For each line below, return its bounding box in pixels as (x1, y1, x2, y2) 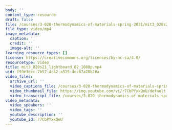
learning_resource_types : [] (5, 50, 68, 55)
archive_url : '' (10, 79, 45, 84)
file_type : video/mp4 (5, 27, 52, 32)
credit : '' (10, 41, 33, 46)
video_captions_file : (10, 83, 56, 89)
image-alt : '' (10, 46, 40, 51)
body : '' (5, 7, 24, 13)
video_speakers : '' (10, 103, 52, 108)
